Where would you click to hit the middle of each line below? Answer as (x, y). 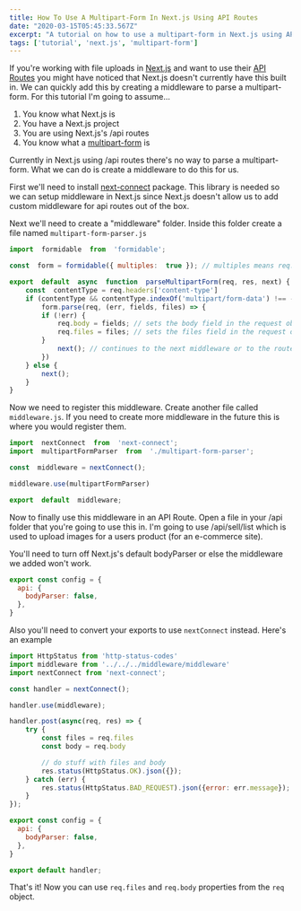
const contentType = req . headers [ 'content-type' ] (122, 290)
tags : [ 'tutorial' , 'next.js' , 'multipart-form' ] (104, 43)
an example (30, 639)
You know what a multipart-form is (86, 143)
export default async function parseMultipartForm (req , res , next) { (150, 282)
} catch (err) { (56, 779)
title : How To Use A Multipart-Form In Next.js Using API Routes (133, 18)
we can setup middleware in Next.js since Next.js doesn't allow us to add (144, 197)
